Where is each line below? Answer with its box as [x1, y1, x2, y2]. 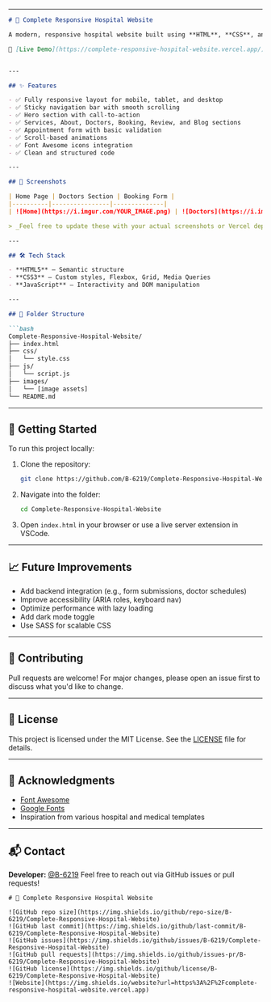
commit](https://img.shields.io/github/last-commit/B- [59, 923, 248, 931]
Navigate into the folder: [19, 490, 101, 500]
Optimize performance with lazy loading [19, 603, 153, 613]
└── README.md [8, 392, 56, 400]
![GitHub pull [8, 951, 56, 959]
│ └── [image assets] [8, 385, 89, 393]
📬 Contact [8, 844, 65, 858]
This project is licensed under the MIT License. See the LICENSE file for [8, 734, 247, 744]
